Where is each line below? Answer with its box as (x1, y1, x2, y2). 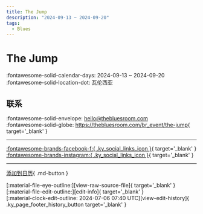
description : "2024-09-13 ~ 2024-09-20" (6, 15, 110, 21)
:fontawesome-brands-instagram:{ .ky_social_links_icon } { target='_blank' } (6, 152, 194, 158)
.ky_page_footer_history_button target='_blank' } (6, 201, 127, 208)
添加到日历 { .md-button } (6, 170, 68, 177)
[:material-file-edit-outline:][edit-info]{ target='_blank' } (6, 188, 144, 195)
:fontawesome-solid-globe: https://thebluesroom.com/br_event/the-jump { (6, 122, 190, 128)
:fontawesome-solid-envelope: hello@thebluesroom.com (6, 115, 148, 122)
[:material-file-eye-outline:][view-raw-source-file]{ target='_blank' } (6, 182, 176, 189)
